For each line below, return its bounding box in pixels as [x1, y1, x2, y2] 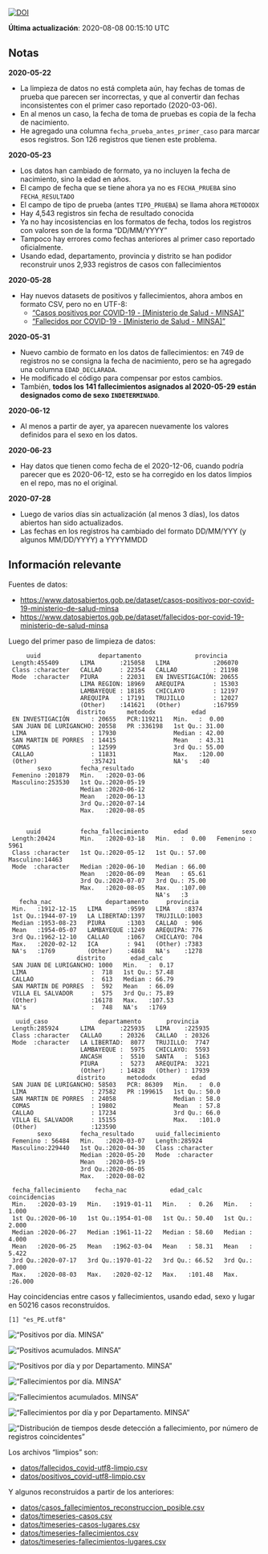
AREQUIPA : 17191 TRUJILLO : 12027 [79, 693, 239, 702]
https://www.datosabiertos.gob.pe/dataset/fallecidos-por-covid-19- [19, 611, 245, 622]
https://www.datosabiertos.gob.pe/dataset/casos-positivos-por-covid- [19, 595, 255, 604]
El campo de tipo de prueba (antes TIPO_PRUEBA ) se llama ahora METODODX [19, 199, 259, 209]
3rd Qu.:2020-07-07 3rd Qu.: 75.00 [79, 877, 206, 885]
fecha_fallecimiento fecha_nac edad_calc [11, 1186, 203, 1194]
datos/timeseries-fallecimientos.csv [19, 1527, 139, 1538]
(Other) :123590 [11, 1123, 116, 1131]
